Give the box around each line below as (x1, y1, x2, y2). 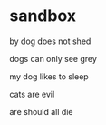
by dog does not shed (9, 36, 92, 47)
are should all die (9, 106, 73, 117)
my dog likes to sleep (9, 70, 89, 82)
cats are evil (9, 89, 55, 99)
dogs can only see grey (9, 53, 98, 64)
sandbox (9, 5, 77, 26)
